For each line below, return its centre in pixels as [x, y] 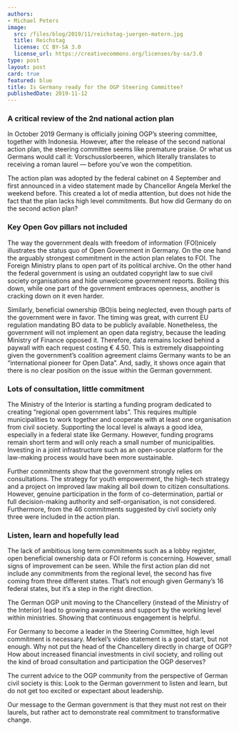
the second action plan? [43, 208]
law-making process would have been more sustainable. [90, 458]
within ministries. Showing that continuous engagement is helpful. [104, 617]
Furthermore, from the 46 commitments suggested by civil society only [112, 509]
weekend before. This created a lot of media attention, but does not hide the [119, 193]
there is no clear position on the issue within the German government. [110, 370]
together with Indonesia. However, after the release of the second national [117, 142]
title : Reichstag [40, 41]
